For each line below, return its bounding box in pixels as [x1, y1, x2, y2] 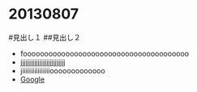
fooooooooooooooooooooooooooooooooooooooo [19, 48, 189, 58]
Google [19, 74, 45, 84]
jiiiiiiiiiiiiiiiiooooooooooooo [19, 65, 105, 75]
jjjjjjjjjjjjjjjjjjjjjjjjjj [19, 57, 66, 67]
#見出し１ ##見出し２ [8, 32, 81, 42]
